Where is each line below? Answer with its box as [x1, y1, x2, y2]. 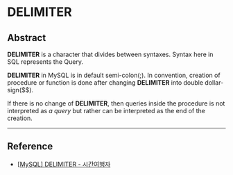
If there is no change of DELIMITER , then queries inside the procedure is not [7, 99, 225, 108]
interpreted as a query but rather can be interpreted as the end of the [7, 107, 206, 115]
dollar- [204, 78, 224, 87]
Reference [7, 140, 53, 153]
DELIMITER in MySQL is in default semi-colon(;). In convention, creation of [7, 71, 221, 79]
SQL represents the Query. [7, 58, 83, 66]
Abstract [7, 32, 46, 44]
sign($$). [7, 86, 33, 94]
